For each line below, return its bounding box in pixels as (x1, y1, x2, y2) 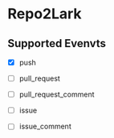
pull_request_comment (18, 89, 95, 100)
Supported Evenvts (7, 37, 106, 50)
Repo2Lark (7, 5, 82, 23)
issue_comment (18, 121, 71, 132)
